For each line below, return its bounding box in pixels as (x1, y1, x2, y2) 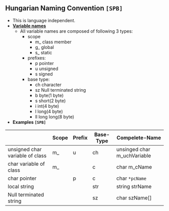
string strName (116, 183, 152, 190)
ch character (35, 82, 62, 88)
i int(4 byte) (35, 103, 59, 109)
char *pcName (116, 175, 147, 182)
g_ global (35, 44, 54, 50)
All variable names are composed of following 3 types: (20, 28, 133, 34)
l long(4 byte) (35, 108, 63, 114)
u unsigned (35, 65, 59, 72)
